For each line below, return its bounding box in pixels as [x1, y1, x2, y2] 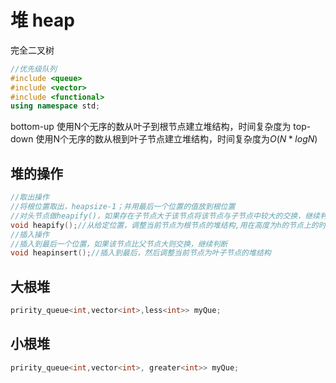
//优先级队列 [10, 64, 57, 74]
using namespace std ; [10, 101, 101, 111]
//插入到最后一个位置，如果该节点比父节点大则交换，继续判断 [10, 239, 228, 249]
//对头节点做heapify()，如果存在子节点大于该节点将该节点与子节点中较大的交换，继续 [10, 211, 320, 221]
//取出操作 [10, 192, 50, 203]
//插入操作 [10, 229, 50, 240]
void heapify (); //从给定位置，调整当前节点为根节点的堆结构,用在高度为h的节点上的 [10, 220, 319, 230]
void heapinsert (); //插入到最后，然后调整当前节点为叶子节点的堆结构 [10, 248, 272, 258]
